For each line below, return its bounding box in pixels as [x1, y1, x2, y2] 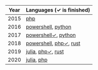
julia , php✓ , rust [26, 48, 64, 55]
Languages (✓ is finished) [26, 7, 90, 13]
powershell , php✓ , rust [26, 40, 81, 47]
